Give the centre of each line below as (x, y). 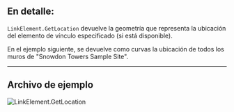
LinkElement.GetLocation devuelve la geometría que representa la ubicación (117, 28)
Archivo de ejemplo (50, 85)
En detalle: (31, 11)
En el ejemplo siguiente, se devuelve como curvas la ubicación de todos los (116, 49)
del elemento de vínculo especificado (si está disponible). (90, 35)
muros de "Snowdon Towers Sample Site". (68, 56)
